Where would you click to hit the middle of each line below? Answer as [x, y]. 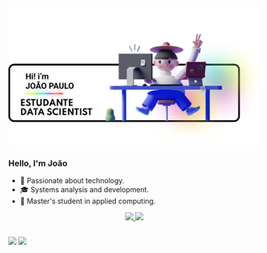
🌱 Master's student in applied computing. [88, 201]
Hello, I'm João [38, 163]
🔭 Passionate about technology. [72, 181]
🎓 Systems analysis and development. [84, 190]
